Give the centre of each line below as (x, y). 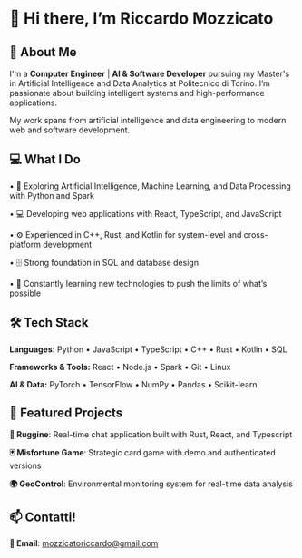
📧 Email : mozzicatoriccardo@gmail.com (84, 543)
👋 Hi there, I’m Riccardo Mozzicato (141, 19)
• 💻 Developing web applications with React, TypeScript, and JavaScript (146, 213)
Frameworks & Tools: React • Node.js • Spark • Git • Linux (120, 367)
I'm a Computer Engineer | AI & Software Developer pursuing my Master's (150, 73)
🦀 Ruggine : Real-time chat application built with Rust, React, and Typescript (151, 435)
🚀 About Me (43, 52)
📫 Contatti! (43, 517)
